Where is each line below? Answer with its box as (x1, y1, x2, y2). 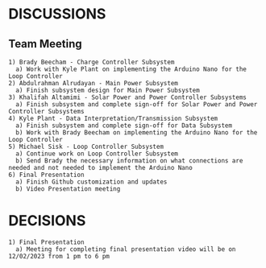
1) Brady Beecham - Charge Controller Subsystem (8, 58, 175, 66)
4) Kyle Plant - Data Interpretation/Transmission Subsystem (8, 114, 218, 122)
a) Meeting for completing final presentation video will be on (15, 245, 236, 254)
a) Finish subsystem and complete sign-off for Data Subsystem (15, 122, 232, 130)
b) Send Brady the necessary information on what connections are (15, 157, 243, 165)
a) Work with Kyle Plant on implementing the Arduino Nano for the (15, 65, 247, 73)
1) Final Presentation (8, 238, 85, 246)
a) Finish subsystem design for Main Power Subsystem (15, 86, 200, 94)
